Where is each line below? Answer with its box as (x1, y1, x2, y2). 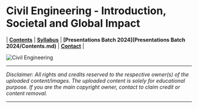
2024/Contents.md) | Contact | (6, 42, 84, 50)
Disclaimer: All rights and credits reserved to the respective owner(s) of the (6, 71, 189, 78)
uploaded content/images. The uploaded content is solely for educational (6, 77, 186, 84)
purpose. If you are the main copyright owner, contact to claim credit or (6, 83, 180, 90)
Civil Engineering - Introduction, (6, 4, 166, 18)
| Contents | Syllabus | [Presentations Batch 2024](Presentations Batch (6, 36, 186, 43)
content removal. (6, 90, 48, 97)
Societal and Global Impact (6, 17, 140, 30)
